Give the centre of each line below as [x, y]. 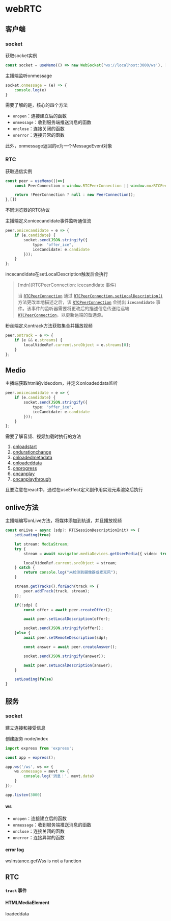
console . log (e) [31, 90]
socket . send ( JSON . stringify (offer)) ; [63, 628]
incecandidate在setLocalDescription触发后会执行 [57, 274]
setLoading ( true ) [33, 535]
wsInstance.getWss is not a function [43, 861]
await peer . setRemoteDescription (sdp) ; [66, 638]
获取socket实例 [21, 55]
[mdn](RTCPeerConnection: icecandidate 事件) [67, 285]
